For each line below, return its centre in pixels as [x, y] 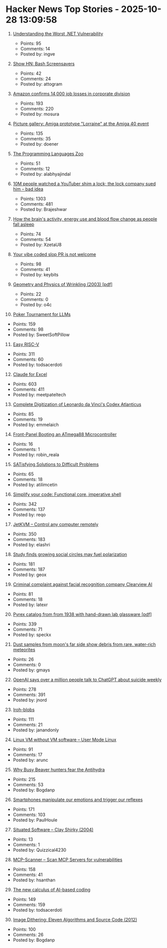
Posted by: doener [39, 144]
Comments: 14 [35, 48]
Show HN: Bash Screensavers [44, 63]
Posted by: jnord [30, 700]
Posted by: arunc [30, 760]
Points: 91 [23, 749]
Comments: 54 [36, 239]
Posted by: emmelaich [36, 424]
